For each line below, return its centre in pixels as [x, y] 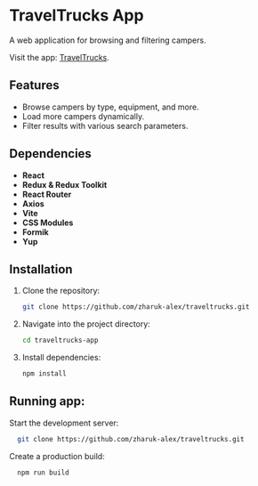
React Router [47, 194]
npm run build [43, 473]
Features [34, 85]
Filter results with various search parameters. [105, 126]
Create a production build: [57, 456]
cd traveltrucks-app [60, 340]
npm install [44, 374]
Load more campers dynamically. [83, 116]
